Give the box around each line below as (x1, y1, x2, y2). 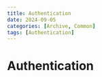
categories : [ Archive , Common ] (7, 22, 96, 29)
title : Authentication (7, 10, 71, 17)
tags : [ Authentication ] (7, 29, 75, 36)
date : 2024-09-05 (7, 16, 56, 23)
